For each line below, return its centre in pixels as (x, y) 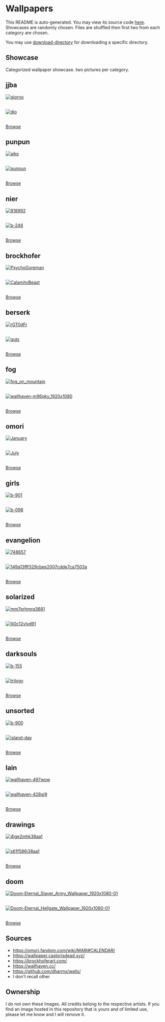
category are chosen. (27, 33)
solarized (20, 597)
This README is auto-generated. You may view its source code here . (75, 22)
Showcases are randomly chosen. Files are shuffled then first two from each (83, 27)
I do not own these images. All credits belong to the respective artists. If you (82, 1004)
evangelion (23, 540)
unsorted (20, 711)
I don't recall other (31, 976)
